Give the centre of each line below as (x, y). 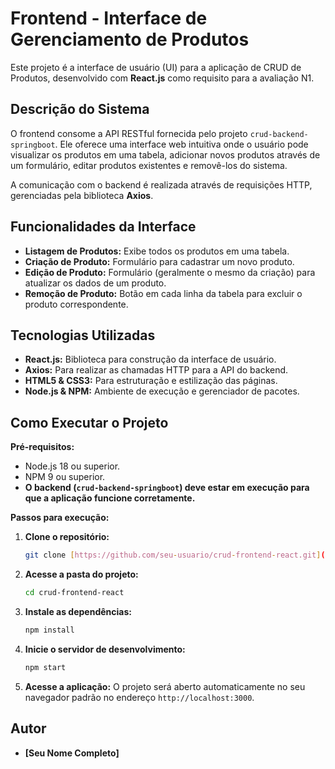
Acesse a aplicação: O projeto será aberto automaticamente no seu (165, 686)
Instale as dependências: (78, 611)
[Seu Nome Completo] (72, 753)
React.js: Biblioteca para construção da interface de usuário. (150, 359)
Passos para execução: (60, 518)
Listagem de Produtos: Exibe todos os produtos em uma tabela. (157, 251)
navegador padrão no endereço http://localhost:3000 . (139, 697)
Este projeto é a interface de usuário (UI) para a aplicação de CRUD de (156, 67)
